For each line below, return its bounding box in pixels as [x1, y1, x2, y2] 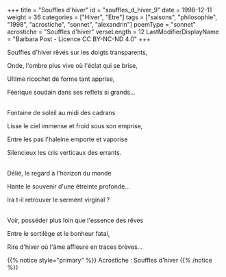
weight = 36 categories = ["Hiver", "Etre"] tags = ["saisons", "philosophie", [7, 13, 218, 21]
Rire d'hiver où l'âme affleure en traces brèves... [7, 243, 143, 251]
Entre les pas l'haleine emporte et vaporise [7, 135, 128, 143]
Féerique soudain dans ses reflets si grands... [7, 88, 136, 96]
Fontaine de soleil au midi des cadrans [7, 109, 116, 117]
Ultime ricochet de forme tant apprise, [7, 75, 115, 83]
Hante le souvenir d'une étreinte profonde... [7, 182, 131, 191]
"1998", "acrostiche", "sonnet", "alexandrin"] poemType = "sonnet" [7, 21, 197, 28]
